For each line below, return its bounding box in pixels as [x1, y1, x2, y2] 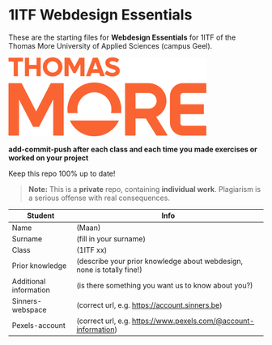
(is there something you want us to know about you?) [76, 281, 253, 291]
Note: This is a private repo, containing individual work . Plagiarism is [28, 184, 261, 194]
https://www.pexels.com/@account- [131, 316, 255, 326]
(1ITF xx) [76, 245, 108, 255]
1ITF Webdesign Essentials [8, 6, 193, 24]
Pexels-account [11, 320, 66, 330]
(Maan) [76, 223, 101, 232]
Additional [11, 276, 46, 286]
